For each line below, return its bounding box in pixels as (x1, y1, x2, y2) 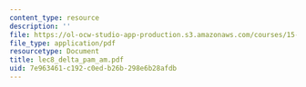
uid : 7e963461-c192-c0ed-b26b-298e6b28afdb (9, 64, 178, 73)
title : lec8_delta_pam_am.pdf (9, 55, 125, 64)
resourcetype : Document (9, 47, 100, 56)
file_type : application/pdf (9, 38, 117, 48)
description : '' (9, 22, 71, 31)
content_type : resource (9, 13, 100, 23)
